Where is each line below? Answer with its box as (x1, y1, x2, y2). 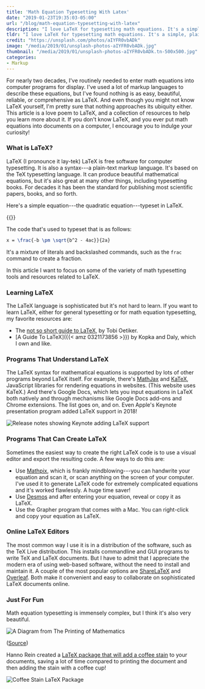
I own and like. (15, 340, 52, 347)
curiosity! (6, 129, 30, 136)
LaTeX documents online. (6, 580, 70, 587)
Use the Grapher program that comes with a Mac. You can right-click (15, 505, 189, 513)
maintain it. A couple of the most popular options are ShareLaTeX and (6, 567, 181, 574)
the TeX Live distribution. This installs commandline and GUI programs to (6, 548, 190, 555)
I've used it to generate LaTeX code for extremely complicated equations (15, 480, 198, 487)
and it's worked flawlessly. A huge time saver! (15, 486, 131, 494)
